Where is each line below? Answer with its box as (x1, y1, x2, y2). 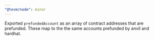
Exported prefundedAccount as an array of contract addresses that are (4, 20, 144, 26)
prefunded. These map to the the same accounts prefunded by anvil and (4, 25, 150, 31)
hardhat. (4, 30, 21, 36)
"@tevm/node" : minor (4, 7, 46, 12)
